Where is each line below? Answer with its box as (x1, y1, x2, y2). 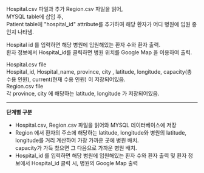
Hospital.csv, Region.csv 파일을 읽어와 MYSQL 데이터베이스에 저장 (15, 121, 177, 129)
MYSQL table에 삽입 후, (6, 13, 64, 20)
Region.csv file (6, 83, 44, 90)
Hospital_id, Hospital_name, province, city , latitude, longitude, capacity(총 (6, 68, 192, 75)
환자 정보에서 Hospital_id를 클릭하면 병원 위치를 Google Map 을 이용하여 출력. (6, 49, 192, 56)
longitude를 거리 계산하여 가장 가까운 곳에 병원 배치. (15, 136, 139, 144)
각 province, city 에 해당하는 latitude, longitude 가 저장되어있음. (6, 90, 160, 97)
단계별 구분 (6, 108, 32, 116)
